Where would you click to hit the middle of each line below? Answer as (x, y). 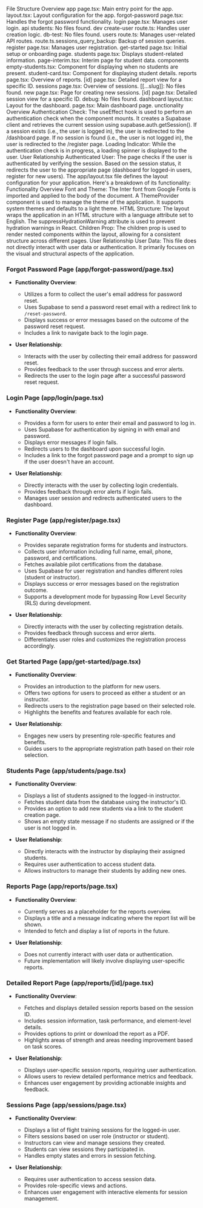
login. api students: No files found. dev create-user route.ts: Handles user (98, 28)
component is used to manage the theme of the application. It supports (95, 202)
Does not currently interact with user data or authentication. (99, 954)
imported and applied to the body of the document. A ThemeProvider (93, 196)
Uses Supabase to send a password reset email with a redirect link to (110, 307)
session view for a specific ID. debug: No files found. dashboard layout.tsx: (100, 99)
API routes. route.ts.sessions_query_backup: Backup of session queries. (96, 41)
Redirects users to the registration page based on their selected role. (110, 706)
